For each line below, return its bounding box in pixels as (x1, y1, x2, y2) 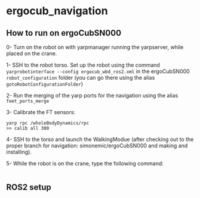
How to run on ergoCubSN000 (6, 28, 121, 38)
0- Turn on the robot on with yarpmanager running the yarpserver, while (6, 43, 184, 51)
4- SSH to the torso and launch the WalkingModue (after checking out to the (6, 136, 194, 143)
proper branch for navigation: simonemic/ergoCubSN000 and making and (6, 142, 188, 149)
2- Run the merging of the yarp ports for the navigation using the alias (6, 92, 179, 99)
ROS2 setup (6, 183, 52, 193)
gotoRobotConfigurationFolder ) (6, 80, 84, 87)
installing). (6, 149, 32, 155)
